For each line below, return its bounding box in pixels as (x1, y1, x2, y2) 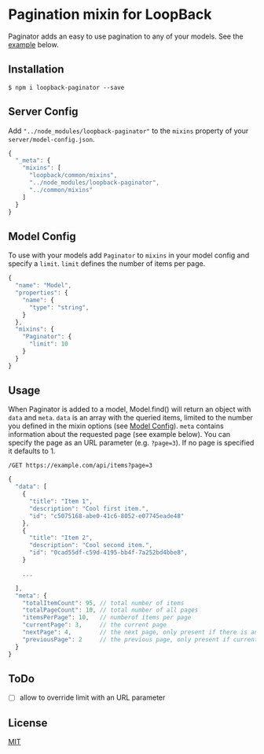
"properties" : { (15, 289, 68, 297)
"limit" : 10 (28, 340, 68, 348)
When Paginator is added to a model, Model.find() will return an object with (8, 405, 251, 414)
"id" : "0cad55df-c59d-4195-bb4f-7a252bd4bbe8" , (28, 549, 189, 556)
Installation (8, 63, 64, 76)
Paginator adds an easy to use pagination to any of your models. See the (8, 31, 244, 41)
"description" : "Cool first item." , (28, 505, 149, 512)
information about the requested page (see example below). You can (8, 430, 231, 439)
